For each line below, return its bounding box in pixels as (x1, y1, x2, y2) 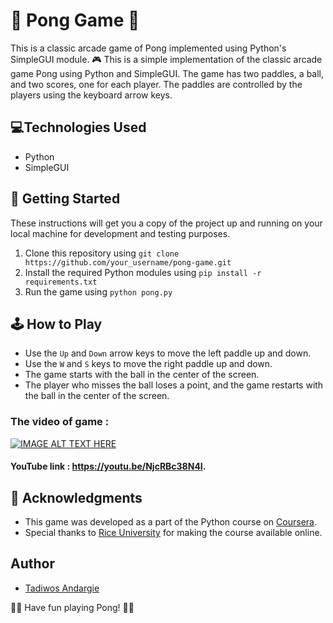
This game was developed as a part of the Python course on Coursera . (24, 516, 317, 528)
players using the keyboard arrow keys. (10, 89, 173, 101)
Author (10, 555, 55, 573)
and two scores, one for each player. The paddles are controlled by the (10, 78, 303, 90)
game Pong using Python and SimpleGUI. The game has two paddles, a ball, (10, 67, 325, 79)
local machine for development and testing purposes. (10, 227, 231, 239)
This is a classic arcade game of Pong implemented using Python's (10, 42, 287, 54)
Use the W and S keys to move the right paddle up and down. (24, 358, 273, 370)
